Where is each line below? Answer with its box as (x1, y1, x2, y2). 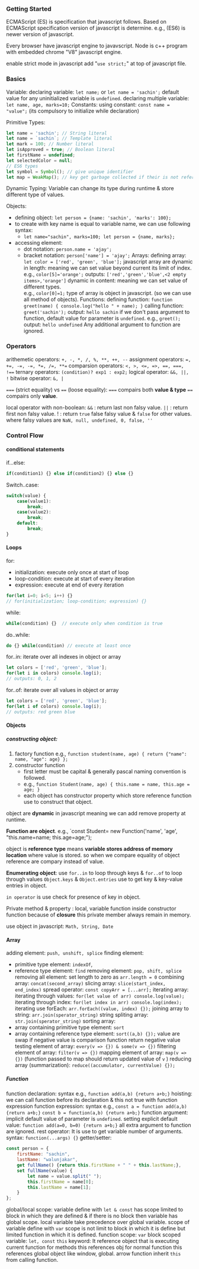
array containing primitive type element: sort (14, 1024, 124, 1031)
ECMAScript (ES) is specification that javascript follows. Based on (6, 18, 167, 25)
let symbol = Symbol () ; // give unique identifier (6, 168, 134, 175)
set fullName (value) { (17, 1168, 73, 1174)
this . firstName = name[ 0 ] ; (27, 1178, 94, 1185)
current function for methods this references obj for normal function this (6, 1244, 182, 1251)
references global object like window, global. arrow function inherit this (6, 1250, 181, 1257)
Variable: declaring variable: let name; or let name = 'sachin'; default (6, 88, 179, 95)
